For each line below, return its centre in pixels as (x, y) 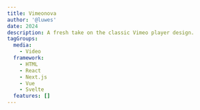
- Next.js (34, 77)
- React (30, 70)
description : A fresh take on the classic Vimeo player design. (101, 32)
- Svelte (32, 90)
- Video (30, 52)
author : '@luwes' (32, 20)
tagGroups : (23, 39)
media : (23, 45)
